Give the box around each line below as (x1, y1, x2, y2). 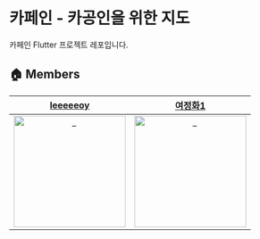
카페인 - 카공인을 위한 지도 (9, 8, 190, 29)
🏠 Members (9, 67, 80, 82)
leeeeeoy (49, 99, 90, 111)
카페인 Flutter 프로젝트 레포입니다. (9, 39, 129, 50)
